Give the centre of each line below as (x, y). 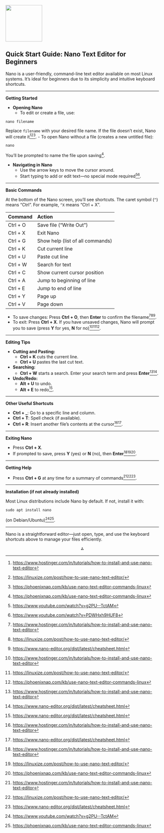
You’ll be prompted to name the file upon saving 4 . (55, 155)
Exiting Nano (19, 438)
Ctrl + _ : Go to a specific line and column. (54, 413)
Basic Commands (24, 190)
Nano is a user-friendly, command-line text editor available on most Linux (79, 74)
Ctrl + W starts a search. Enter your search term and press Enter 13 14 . (89, 373)
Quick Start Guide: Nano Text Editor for (66, 54)
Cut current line (55, 249)
